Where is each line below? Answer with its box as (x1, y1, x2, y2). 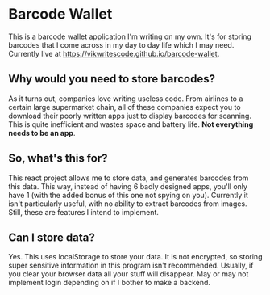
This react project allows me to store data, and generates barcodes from (8, 173, 249, 183)
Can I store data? (8, 230, 95, 244)
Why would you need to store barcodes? (8, 72, 216, 86)
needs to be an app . (8, 128, 76, 137)
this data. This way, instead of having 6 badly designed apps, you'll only (8, 181, 248, 191)
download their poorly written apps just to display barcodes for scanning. (8, 111, 252, 120)
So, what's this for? (8, 151, 108, 166)
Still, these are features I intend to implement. (8, 207, 160, 217)
